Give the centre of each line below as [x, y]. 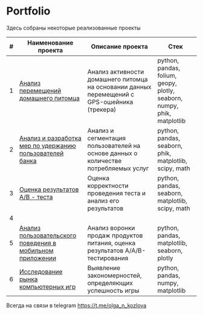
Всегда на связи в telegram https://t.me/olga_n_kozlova [76, 305]
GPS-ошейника [110, 102]
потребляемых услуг [118, 168]
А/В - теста [36, 197]
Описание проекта [119, 46]
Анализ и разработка [50, 138]
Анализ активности [116, 72]
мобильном [36, 250]
